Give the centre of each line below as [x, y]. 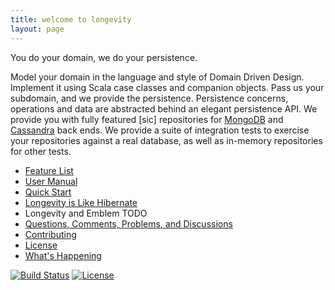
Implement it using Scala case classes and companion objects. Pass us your [167, 87]
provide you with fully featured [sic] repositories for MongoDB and [147, 119]
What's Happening [63, 255]
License [41, 245]
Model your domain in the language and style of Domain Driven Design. [157, 77]
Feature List [49, 170]
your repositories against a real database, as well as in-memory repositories [166, 140]
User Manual [51, 181]
